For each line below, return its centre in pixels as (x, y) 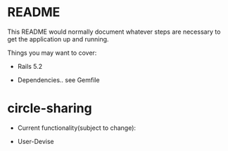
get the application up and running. (58, 39)
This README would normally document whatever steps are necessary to (114, 32)
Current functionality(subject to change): (76, 128)
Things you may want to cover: (52, 53)
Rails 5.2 (30, 66)
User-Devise (36, 141)
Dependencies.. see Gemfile (58, 80)
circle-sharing (50, 109)
